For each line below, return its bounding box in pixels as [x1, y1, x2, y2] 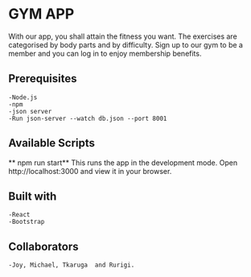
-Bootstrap [8, 218, 45, 226]
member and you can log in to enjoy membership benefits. [8, 48, 202, 58]
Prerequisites [8, 72, 77, 85]
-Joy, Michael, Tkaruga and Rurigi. [8, 261, 135, 270]
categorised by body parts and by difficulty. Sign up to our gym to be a [8, 39, 244, 49]
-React [8, 211, 31, 219]
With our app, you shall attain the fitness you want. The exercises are [8, 31, 237, 41]
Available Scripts [8, 136, 95, 150]
